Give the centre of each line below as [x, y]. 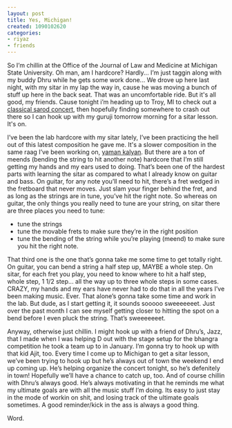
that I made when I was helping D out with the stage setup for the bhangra [113, 339]
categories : [24, 33]
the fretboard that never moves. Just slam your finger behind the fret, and [112, 188]
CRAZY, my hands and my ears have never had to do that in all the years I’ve [116, 289]
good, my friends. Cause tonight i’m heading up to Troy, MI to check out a [112, 102]
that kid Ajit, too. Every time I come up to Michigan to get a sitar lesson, [108, 353]
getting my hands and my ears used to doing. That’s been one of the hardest [116, 167]
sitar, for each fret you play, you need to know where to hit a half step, [107, 274]
